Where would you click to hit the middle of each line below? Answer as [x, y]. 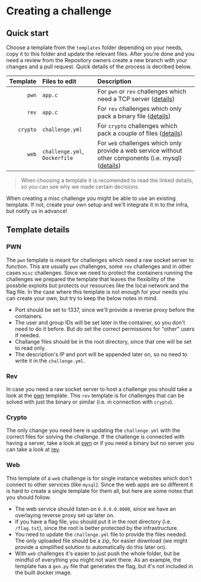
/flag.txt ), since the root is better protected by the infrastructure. [96, 528]
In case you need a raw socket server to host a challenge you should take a [99, 389]
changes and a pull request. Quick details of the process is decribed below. [99, 66]
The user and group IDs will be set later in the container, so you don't [100, 322]
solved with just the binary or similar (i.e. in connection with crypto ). [90, 402]
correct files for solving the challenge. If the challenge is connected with [95, 437]
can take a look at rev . [33, 450]
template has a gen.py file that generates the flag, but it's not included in [104, 566]
